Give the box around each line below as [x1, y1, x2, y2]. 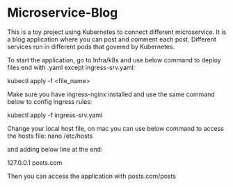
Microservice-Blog [7, 5, 118, 21]
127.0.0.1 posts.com [7, 158, 63, 167]
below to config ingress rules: [7, 97, 93, 105]
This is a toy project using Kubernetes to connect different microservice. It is [7, 28, 227, 36]
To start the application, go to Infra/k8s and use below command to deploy [7, 55, 221, 64]
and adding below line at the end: [7, 145, 103, 153]
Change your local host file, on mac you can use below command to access [7, 124, 225, 132]
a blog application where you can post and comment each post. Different [7, 35, 217, 43]
